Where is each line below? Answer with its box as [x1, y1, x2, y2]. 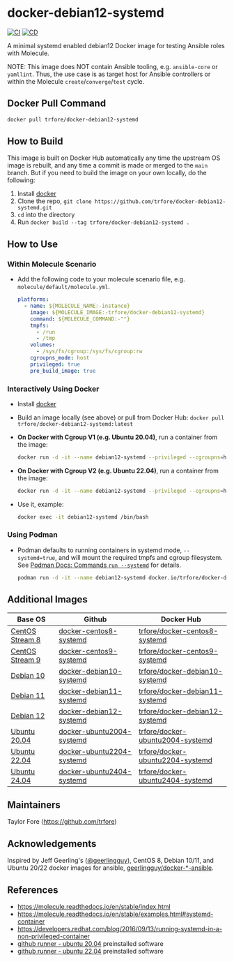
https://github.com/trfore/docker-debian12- [94, 198, 226, 205]
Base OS [17, 614, 46, 624]
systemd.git [17, 205, 52, 212]
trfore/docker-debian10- [139, 666, 223, 676]
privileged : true [30, 361, 81, 368]
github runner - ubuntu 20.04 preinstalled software [17, 939, 164, 947]
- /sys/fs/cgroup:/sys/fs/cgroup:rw [36, 348, 143, 355]
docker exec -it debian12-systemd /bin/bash [17, 513, 149, 521]
